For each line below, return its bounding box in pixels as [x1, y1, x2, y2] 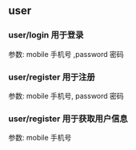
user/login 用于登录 [8, 30, 84, 41]
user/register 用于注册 [8, 71, 96, 83]
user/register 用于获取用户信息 [8, 113, 128, 124]
